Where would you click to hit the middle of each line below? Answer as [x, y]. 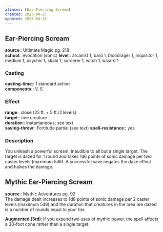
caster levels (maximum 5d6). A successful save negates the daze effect [78, 162]
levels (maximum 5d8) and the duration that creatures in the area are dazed [81, 204]
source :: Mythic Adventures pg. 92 [40, 194]
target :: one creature [26, 117]
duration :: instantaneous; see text [39, 123]
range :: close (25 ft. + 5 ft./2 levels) [41, 112]
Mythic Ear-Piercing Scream [49, 182]
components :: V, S [24, 89]
